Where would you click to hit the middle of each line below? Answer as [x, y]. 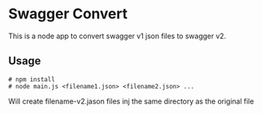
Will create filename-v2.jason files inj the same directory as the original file [131, 101]
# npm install [32, 79]
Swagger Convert [68, 14]
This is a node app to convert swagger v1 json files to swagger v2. [117, 36]
